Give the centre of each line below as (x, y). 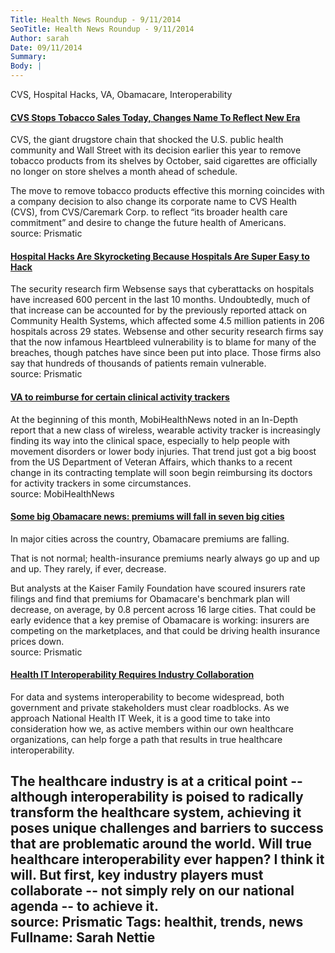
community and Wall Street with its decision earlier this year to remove (156, 150)
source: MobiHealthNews (62, 493)
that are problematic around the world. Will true (161, 844)
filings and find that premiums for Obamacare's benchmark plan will (150, 598)
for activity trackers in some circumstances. (101, 483)
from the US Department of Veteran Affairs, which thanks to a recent (151, 462)
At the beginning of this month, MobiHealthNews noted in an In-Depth (154, 419)
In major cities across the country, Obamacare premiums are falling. (150, 538)
